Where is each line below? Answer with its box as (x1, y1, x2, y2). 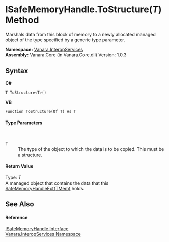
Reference (5, 215, 28, 221)
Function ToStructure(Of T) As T (5, 109, 76, 114)
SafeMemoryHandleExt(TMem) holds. (5, 186, 85, 192)
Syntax (5, 67, 29, 75)
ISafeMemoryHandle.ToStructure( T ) (5, 4, 162, 15)
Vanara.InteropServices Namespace (5, 231, 81, 237)
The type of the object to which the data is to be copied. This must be (18, 146, 164, 152)
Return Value (5, 163, 34, 169)
